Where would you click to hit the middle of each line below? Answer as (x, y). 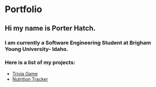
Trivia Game (25, 74)
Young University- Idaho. (37, 49)
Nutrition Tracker (30, 79)
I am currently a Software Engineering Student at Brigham (78, 43)
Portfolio (24, 9)
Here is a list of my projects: (40, 63)
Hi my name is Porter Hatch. (50, 28)
